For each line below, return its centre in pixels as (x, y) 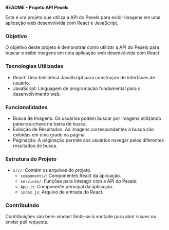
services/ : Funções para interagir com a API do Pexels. (79, 181)
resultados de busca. (35, 146)
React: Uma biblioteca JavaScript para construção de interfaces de (84, 77)
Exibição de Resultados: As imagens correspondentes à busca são (83, 129)
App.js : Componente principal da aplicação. (67, 187)
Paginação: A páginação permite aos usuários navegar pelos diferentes (88, 140)
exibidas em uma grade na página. (49, 135)
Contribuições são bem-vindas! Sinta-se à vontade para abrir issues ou (81, 217)
